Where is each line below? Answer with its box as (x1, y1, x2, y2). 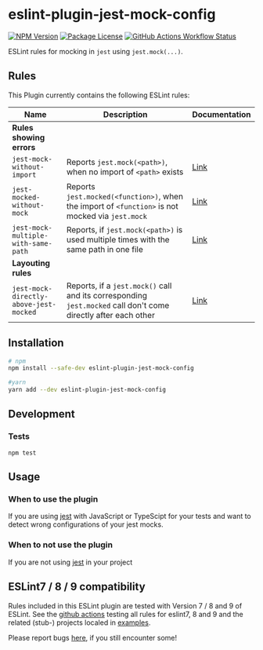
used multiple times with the (66, 234, 170, 245)
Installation (8, 336, 64, 350)
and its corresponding (66, 290, 147, 301)
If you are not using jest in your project (8, 557, 133, 567)
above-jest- (12, 300, 57, 309)
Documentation (191, 108, 251, 119)
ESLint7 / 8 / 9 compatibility (8, 580, 146, 593)
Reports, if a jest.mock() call (66, 280, 172, 291)
